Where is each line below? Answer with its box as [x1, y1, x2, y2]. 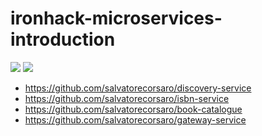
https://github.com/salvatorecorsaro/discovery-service [24, 82, 252, 94]
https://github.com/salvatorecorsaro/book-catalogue [24, 103, 243, 115]
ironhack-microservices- [10, 7, 223, 30]
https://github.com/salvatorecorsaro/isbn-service [24, 92, 230, 104]
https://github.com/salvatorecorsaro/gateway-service [24, 113, 247, 126]
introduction [10, 28, 116, 51]
